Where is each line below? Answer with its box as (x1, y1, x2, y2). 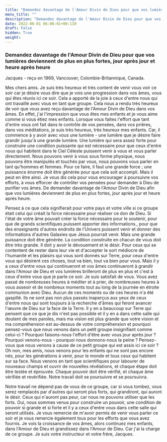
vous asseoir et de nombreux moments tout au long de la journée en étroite (5, 284, 160, 291)
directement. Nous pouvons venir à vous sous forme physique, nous (5, 153, 145, 159)
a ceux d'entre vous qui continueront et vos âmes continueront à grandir (5, 263, 154, 269)
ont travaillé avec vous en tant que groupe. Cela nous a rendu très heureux (5, 100, 159, 107)
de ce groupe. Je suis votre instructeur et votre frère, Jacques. (5, 431, 134, 437)
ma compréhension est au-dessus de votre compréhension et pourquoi (5, 321, 151, 327)
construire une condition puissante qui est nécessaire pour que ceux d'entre (5, 143, 162, 149)
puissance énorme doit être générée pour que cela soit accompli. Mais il (5, 169, 153, 175)
